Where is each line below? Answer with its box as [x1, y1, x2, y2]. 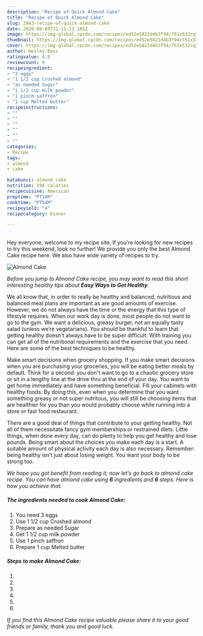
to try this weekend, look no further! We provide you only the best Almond [7, 245, 190, 252]
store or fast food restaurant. [7, 408, 79, 415]
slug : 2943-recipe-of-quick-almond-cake [7, 20, 110, 26]
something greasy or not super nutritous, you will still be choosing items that [7, 395, 197, 402]
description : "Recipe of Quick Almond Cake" [7, 8, 120, 15]
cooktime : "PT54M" [7, 199, 53, 205]
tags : [7, 155, 20, 161]
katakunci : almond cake [7, 177, 67, 183]
